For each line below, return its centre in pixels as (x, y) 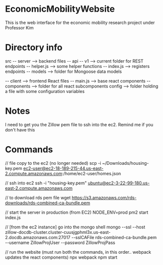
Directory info (34, 48)
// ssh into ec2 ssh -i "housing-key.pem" (46, 183)
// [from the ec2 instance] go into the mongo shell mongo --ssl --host (75, 227)
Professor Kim (19, 27)
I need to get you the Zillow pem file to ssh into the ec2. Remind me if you (79, 124)
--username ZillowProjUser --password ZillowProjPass (60, 243)
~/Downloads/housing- (126, 163)
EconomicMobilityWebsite (60, 9)
